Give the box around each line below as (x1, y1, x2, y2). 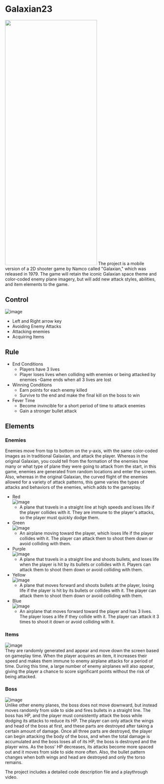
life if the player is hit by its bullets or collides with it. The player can (19, 587, 157, 594)
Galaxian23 (5, 3, 53, 15)
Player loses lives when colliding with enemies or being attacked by (19, 371, 156, 377)
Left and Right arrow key (12, 318, 62, 324)
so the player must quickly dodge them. (19, 515, 100, 521)
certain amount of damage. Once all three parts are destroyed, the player (5, 728, 153, 734)
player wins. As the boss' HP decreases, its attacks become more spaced (5, 744, 154, 750)
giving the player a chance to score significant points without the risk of (5, 668, 150, 674)
